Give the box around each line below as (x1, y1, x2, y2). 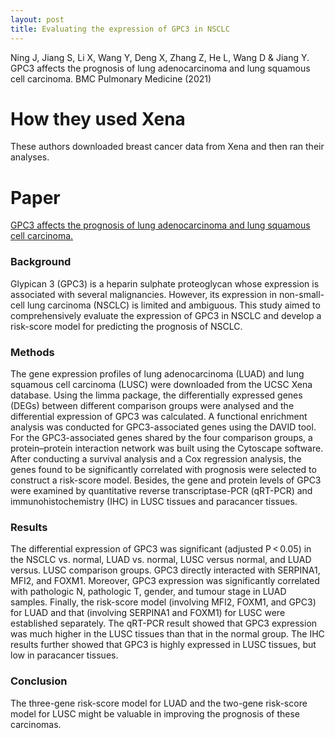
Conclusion (10, 674, 68, 688)
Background (10, 255, 72, 269)
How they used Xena (10, 107, 186, 130)
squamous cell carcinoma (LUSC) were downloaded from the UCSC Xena (10, 378, 313, 390)
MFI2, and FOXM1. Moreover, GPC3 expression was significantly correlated (10, 575, 320, 587)
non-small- (278, 288, 325, 300)
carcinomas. (10, 718, 62, 730)
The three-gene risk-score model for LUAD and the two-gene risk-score (10, 697, 308, 709)
